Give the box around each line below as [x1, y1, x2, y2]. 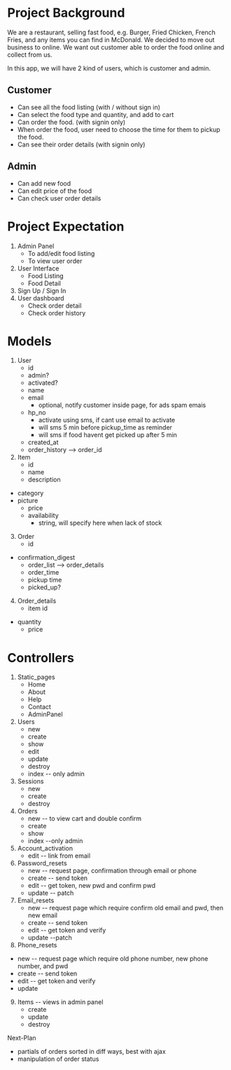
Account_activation [17, 844, 73, 853]
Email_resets [17, 896, 55, 905]
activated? [27, 378, 58, 387]
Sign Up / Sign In [17, 286, 66, 295]
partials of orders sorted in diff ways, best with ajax [17, 1048, 166, 1056]
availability [27, 512, 59, 520]
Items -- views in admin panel [17, 998, 104, 1006]
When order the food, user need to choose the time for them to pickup [17, 125, 220, 134]
